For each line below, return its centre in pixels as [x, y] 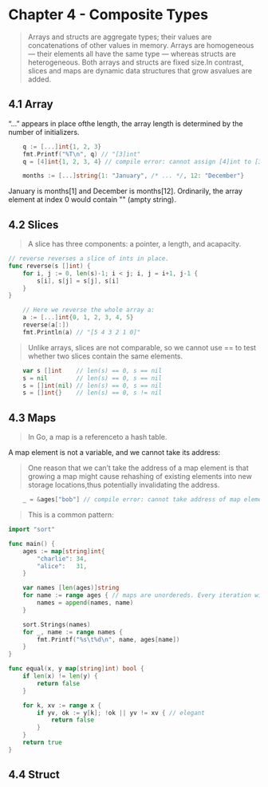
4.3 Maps [32, 418]
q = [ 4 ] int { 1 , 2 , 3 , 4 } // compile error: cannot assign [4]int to [137, 161]
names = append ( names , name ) [85, 603]
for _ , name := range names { [73, 632]
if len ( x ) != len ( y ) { [60, 676]
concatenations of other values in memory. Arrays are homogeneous [141, 45]
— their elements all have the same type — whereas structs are [132, 53]
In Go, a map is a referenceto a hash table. [97, 437]
